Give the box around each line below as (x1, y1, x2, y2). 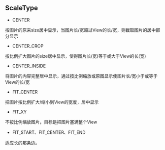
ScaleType (5, 4, 38, 12)
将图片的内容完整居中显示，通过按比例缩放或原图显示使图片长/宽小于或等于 (5, 73, 158, 79)
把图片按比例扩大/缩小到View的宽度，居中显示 (5, 99, 99, 105)
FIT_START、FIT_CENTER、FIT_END (12, 129, 86, 135)
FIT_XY (12, 109, 27, 115)
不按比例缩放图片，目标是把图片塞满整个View (5, 119, 98, 125)
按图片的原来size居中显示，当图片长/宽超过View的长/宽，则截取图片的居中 (5, 27, 156, 33)
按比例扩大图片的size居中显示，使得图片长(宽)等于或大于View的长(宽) (5, 53, 146, 59)
